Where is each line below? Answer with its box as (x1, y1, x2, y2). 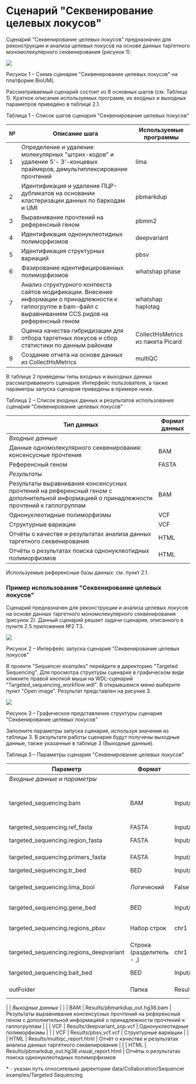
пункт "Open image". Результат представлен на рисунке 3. (6, 687, 152, 694)
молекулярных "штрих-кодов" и (21, 150, 114, 159)
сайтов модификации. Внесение (21, 288, 113, 296)
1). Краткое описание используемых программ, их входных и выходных (6, 94, 187, 101)
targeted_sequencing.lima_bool (9, 883, 95, 892)
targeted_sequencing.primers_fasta (9, 853, 106, 861)
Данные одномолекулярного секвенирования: (9, 443, 142, 452)
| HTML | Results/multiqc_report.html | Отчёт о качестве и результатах (6, 1035, 179, 1042)
